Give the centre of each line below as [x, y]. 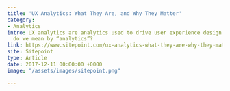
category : [21, 20]
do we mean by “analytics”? [53, 39]
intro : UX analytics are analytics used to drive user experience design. [116, 32]
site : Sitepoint [30, 52]
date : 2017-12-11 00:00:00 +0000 [55, 64]
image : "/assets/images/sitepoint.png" [64, 70]
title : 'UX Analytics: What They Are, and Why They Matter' [95, 13]
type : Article [27, 58]
